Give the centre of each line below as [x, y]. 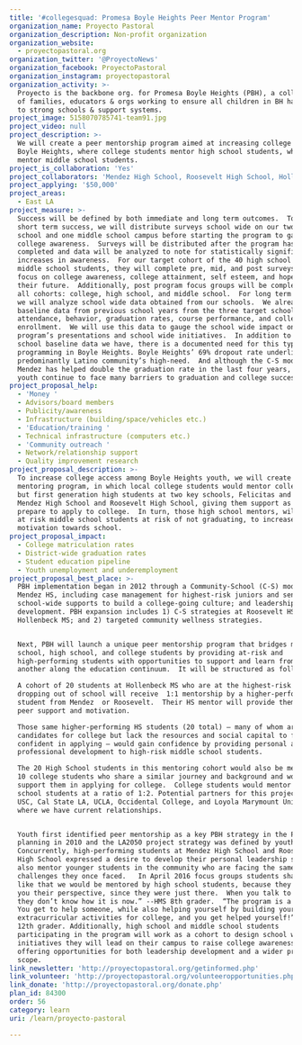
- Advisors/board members [66, 403]
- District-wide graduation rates [82, 553]
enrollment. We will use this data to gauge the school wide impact [150, 328]
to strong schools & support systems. [90, 110]
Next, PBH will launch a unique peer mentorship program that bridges [152, 644]
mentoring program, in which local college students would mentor [144, 486]
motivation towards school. [70, 528]
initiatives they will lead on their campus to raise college [136, 943]
